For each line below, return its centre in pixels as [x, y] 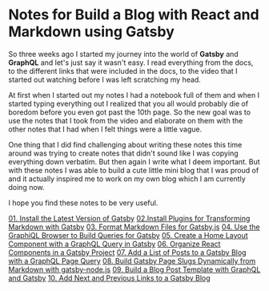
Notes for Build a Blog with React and [134, 15]
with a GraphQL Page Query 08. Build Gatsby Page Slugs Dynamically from [132, 261]
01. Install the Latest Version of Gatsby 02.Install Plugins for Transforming [129, 218]
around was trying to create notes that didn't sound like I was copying [123, 153]
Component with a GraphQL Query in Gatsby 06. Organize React [114, 244]
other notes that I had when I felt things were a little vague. [105, 129]
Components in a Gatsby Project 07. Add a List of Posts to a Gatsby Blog [127, 252]
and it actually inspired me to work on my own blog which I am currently [127, 179]
